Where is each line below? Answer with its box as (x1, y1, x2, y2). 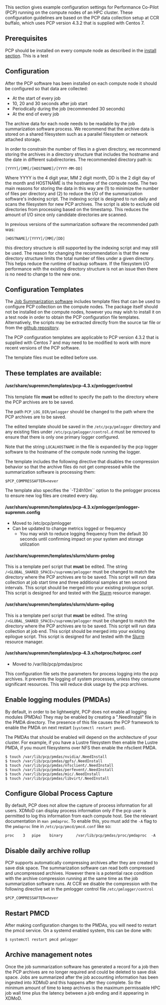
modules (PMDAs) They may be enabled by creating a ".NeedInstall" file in (5, 714, 157, 720)
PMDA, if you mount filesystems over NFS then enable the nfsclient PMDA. (5, 744, 157, 750)
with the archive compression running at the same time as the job (5, 876, 138, 882)
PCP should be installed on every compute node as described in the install (5, 47, 157, 54)
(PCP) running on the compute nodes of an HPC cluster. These (5, 9, 133, 15)
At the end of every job (12, 111, 59, 117)
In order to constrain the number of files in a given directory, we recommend (5, 146, 161, 152)
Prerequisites (5, 34, 47, 43)
